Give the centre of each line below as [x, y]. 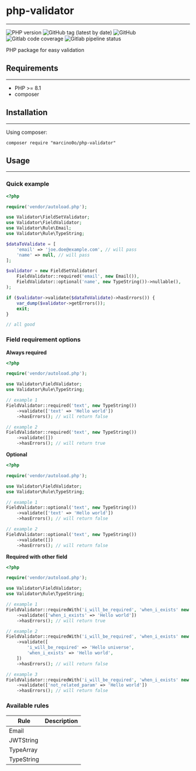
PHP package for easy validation [45, 50]
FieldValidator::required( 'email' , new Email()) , [78, 276]
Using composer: [27, 132]
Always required [27, 352]
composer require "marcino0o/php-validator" [61, 143]
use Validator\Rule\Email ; [39, 228]
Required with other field [37, 556]
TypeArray [23, 749]
